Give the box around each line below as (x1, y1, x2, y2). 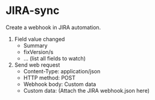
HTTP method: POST (23, 74, 76, 81)
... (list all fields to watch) (23, 55, 86, 62)
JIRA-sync (5, 4, 60, 18)
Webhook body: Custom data (23, 80, 96, 88)
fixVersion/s (23, 48, 54, 55)
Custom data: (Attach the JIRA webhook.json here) (23, 87, 150, 94)
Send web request (14, 61, 60, 68)
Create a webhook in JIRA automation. (5, 24, 101, 31)
